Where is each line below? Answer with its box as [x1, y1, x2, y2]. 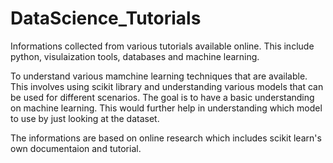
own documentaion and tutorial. [10, 142, 142, 154]
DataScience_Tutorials [10, 7, 202, 30]
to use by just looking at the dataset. [10, 112, 160, 124]
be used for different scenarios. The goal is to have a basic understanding [10, 91, 315, 103]
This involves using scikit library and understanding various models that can [10, 80, 324, 92]
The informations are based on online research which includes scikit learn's [10, 132, 322, 144]
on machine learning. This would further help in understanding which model [10, 102, 323, 114]
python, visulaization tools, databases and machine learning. [10, 50, 260, 62]
